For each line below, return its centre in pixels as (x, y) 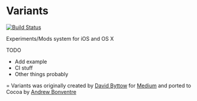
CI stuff (24, 68)
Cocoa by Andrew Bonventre (41, 92)
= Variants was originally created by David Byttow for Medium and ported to (98, 85)
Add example (31, 61)
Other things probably (41, 74)
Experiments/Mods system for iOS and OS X (60, 38)
